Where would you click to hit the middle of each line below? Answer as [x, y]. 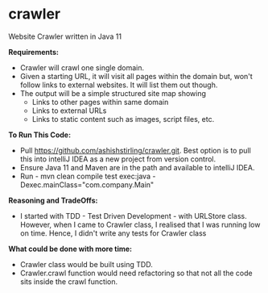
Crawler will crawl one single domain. [82, 67]
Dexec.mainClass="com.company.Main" [87, 184]
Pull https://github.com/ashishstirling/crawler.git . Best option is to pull [135, 150]
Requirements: [33, 52]
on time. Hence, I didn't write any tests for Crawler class [113, 233]
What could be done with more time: [70, 249]
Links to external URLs [69, 111]
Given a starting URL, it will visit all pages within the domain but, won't [136, 76]
